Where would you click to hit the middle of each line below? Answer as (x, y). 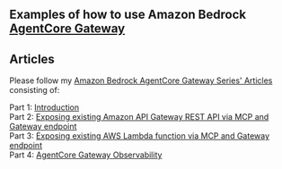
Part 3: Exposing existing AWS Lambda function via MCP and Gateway (140, 136)
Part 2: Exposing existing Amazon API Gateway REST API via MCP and (139, 117)
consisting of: (35, 90)
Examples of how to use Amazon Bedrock (128, 15)
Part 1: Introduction (44, 107)
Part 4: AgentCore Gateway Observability (86, 155)
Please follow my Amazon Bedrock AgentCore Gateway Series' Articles (141, 80)
